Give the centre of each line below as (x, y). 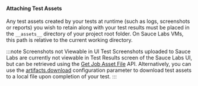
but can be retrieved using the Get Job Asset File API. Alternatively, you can (99, 64)
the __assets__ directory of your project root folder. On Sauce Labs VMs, (95, 34)
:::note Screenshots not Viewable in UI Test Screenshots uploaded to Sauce (98, 52)
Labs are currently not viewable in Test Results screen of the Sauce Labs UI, (99, 58)
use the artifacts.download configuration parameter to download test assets (99, 70)
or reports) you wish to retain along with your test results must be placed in (98, 28)
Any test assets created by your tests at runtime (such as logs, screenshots (98, 21)
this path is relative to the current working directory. (69, 40)
